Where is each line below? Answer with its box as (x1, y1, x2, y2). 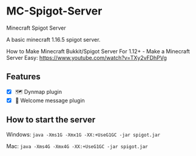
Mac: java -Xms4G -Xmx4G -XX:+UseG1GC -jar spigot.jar (6, 142, 148, 149)
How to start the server (6, 115, 96, 125)
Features (6, 71, 41, 82)
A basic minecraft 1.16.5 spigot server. (6, 36, 101, 43)
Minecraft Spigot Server (6, 24, 66, 31)
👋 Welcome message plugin (15, 97, 85, 104)
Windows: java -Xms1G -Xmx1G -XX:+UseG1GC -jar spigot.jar (6, 131, 161, 138)
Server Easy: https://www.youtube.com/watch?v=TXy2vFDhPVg (6, 54, 167, 61)
